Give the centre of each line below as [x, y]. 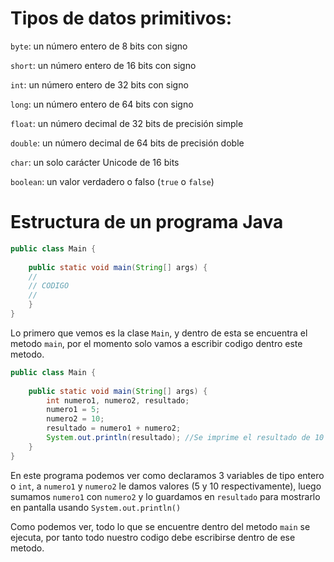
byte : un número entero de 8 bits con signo [99, 46]
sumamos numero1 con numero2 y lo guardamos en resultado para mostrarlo [165, 496]
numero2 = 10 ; [75, 419]
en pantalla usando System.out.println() [96, 507]
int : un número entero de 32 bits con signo [99, 84]
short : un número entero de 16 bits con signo [103, 65]
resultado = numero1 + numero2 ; [114, 428]
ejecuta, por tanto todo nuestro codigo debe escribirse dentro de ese [153, 537]
